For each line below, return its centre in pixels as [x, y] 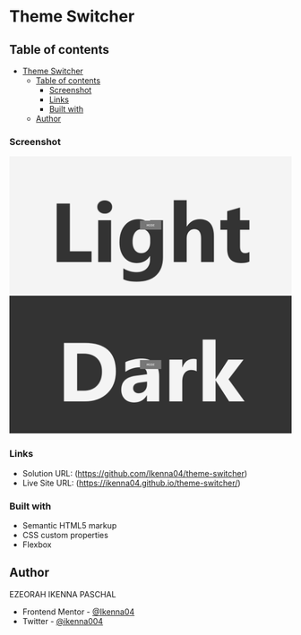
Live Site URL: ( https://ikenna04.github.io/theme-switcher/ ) [131, 483]
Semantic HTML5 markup [69, 526]
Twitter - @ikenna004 [63, 621]
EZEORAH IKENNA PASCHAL [63, 594]
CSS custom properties [65, 536]
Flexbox [37, 545]
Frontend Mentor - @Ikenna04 [78, 612]
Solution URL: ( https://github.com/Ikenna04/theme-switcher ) [135, 473]
